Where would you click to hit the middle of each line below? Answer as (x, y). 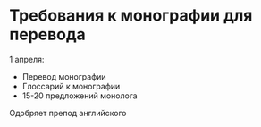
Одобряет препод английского (68, 113)
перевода (48, 34)
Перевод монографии (64, 76)
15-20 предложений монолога (80, 96)
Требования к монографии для (131, 16)
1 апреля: (27, 59)
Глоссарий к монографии (71, 86)
